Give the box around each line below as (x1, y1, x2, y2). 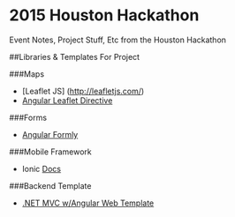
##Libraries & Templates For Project (9, 51, 140, 62)
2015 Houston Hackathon (9, 5, 200, 26)
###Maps (9, 68, 45, 79)
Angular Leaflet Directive (21, 94, 113, 106)
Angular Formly (21, 129, 79, 139)
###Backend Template (9, 180, 92, 191)
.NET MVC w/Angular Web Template (21, 198, 155, 208)
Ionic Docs (21, 163, 62, 174)
